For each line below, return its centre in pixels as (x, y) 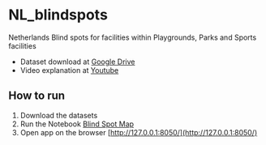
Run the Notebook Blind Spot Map (77, 124)
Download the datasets (59, 115)
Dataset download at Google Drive (77, 62)
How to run (37, 96)
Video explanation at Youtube (69, 70)
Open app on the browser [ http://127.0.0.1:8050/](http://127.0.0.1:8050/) (139, 132)
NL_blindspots (58, 15)
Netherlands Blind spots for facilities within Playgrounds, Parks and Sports (133, 37)
